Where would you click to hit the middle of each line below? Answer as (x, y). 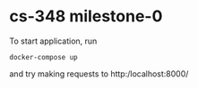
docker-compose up (43, 57)
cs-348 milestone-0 (86, 16)
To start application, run (53, 41)
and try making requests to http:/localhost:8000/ (99, 74)
